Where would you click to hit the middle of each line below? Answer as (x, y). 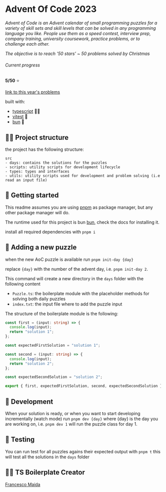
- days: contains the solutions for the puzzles (56, 163)
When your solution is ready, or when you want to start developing (73, 414)
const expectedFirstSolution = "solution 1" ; (53, 346)
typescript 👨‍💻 (26, 111)
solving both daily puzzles (39, 299)
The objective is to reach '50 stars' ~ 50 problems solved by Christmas (78, 54)
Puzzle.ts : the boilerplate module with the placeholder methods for (81, 293)
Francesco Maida (23, 484)
